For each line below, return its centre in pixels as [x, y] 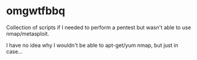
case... [14, 51]
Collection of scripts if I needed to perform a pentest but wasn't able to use [98, 27]
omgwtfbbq [36, 11]
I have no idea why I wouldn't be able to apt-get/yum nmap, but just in [92, 45]
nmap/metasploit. [28, 33]
